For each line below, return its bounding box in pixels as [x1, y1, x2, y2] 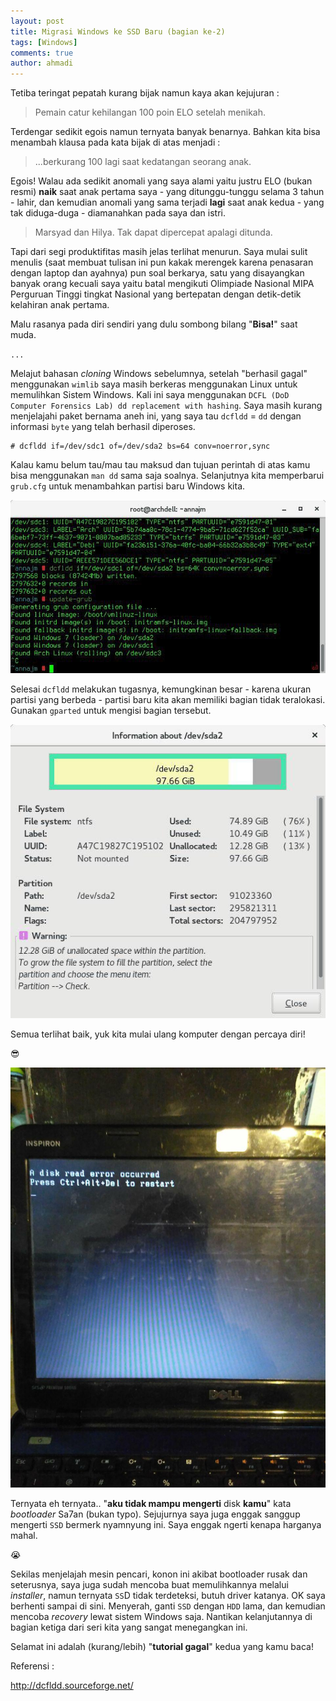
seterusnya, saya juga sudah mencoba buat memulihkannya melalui [10, 1578, 289, 1590]
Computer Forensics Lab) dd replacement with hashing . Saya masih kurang [10, 400, 323, 412]
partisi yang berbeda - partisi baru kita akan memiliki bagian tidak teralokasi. [10, 693, 326, 705]
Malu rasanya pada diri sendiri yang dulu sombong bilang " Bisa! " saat [10, 318, 298, 330]
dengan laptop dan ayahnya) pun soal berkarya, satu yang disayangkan [10, 267, 305, 279]
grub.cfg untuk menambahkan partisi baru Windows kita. [10, 480, 246, 492]
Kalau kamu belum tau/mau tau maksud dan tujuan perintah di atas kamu [10, 459, 311, 471]
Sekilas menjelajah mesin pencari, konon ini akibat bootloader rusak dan [10, 1568, 308, 1580]
